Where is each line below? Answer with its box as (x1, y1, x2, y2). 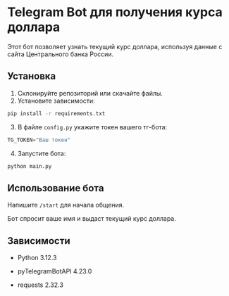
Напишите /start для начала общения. (7, 201, 125, 210)
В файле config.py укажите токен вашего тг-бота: (17, 122, 168, 131)
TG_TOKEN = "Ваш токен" (7, 136, 71, 143)
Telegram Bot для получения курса (7, 4, 223, 20)
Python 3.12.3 (17, 254, 57, 262)
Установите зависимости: (17, 96, 95, 105)
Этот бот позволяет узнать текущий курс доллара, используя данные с (7, 42, 223, 51)
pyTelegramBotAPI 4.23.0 (17, 267, 92, 275)
